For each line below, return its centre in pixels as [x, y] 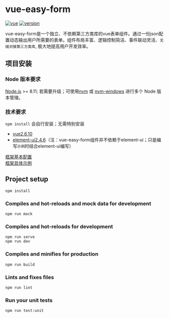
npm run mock [19, 214]
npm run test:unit [24, 311]
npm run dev [18, 241]
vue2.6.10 [22, 134]
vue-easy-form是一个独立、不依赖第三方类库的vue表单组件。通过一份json [82, 33]
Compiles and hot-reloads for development [59, 226]
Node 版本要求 [23, 79]
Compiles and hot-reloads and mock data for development [78, 204]
